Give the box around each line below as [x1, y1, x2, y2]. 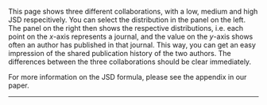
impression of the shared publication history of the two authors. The [8, 49, 232, 58]
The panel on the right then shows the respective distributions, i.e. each [8, 24, 244, 32]
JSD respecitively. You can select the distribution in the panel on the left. [8, 15, 246, 24]
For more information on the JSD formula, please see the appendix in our [8, 73, 247, 81]
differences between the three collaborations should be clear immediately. [8, 57, 252, 66]
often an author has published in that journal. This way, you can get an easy [8, 40, 257, 50]
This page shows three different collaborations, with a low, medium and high [8, 7, 258, 16]
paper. [8, 81, 29, 90]
